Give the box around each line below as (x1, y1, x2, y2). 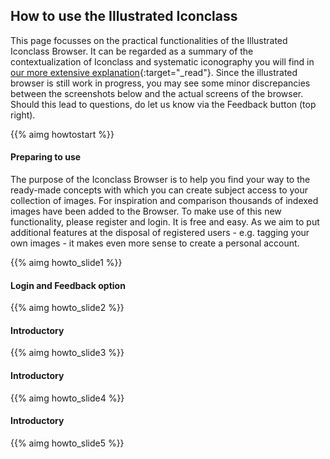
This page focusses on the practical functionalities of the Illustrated (10, 34, 288, 46)
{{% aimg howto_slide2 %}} (10, 302, 125, 314)
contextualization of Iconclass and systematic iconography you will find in (10, 55, 315, 68)
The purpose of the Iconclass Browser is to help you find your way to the (10, 174, 311, 186)
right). (10, 109, 36, 121)
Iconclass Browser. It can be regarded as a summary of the (10, 45, 254, 57)
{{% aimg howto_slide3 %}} (10, 347, 125, 359)
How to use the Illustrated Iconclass (10, 8, 238, 25)
